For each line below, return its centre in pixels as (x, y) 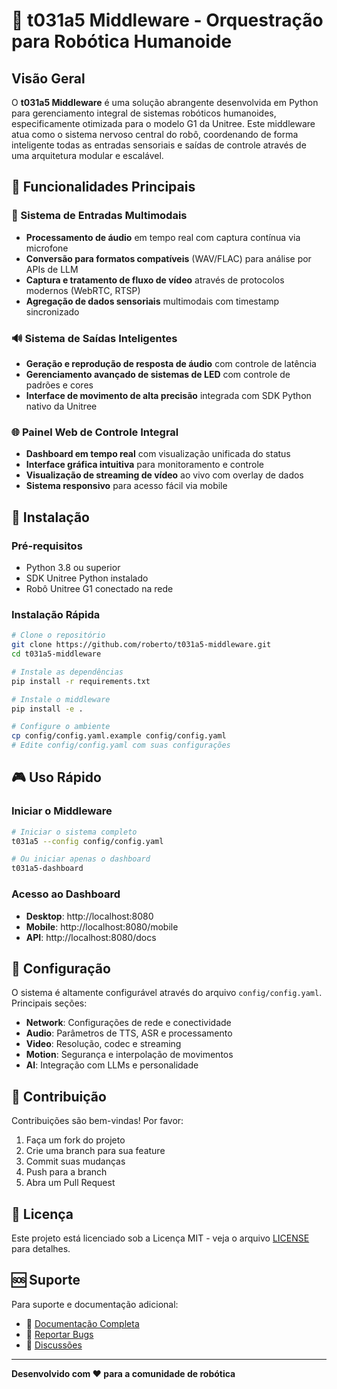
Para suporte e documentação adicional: (95, 1304)
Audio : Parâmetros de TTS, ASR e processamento (129, 1033)
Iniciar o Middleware (62, 811)
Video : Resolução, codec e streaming (103, 1044)
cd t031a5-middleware (56, 654)
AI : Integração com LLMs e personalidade (112, 1065)
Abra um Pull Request (70, 1183)
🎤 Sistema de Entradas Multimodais (99, 216)
